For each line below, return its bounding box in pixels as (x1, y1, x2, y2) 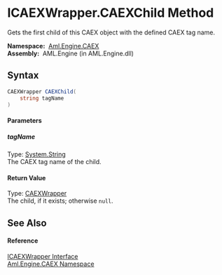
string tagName (20, 95, 64, 102)
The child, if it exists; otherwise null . (7, 196, 113, 205)
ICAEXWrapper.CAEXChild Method (7, 5, 214, 21)
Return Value (7, 173, 46, 182)
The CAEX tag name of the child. (7, 157, 102, 166)
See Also (7, 217, 47, 229)
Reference (7, 236, 39, 245)
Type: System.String (7, 149, 67, 159)
